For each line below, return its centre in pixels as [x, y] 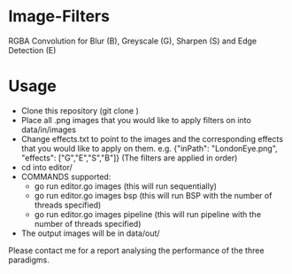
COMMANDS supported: [66, 176]
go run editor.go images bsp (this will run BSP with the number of [153, 195]
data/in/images [49, 129]
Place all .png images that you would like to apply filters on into [136, 120]
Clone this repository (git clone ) [80, 110]
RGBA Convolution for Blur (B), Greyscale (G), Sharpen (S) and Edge [133, 41]
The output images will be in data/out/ [90, 233]
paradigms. [29, 260]
